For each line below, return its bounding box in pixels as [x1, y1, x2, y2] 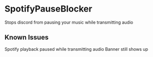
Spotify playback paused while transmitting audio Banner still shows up [4, 46, 149, 52]
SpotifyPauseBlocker [4, 3, 92, 14]
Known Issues [4, 33, 49, 42]
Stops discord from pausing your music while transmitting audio [4, 19, 133, 25]
